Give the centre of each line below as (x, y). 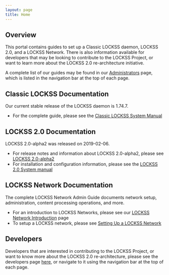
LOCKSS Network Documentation (59, 185)
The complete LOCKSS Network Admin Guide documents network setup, (81, 197)
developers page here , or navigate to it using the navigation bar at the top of (84, 261)
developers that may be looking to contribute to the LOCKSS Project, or (79, 58)
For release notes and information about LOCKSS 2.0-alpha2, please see (88, 153)
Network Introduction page (41, 218)
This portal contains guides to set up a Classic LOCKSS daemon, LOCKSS (82, 47)
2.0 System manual (33, 169)
